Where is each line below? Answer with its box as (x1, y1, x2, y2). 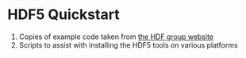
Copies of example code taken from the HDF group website (18, 32, 214, 41)
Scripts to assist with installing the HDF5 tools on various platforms (18, 40, 239, 49)
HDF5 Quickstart (7, 6, 120, 24)
